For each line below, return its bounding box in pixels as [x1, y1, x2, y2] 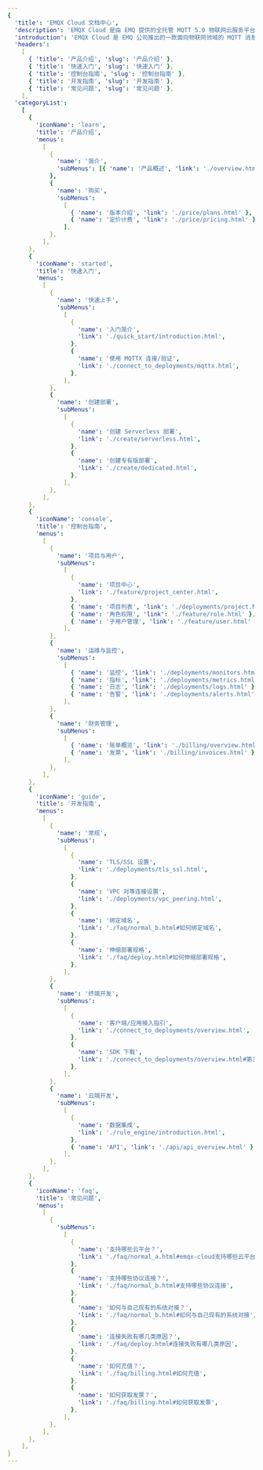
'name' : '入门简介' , [77, 325, 141, 334]
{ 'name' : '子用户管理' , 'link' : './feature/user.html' [70, 617, 252, 625]
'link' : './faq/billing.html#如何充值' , [77, 1369, 207, 1377]
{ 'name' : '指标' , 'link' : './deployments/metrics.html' [70, 676, 258, 684]
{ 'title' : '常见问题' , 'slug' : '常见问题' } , [27, 84, 174, 93]
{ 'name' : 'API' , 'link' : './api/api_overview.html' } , [70, 1143, 258, 1151]
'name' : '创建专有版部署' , [77, 457, 158, 465]
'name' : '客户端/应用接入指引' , [77, 1018, 174, 1027]
